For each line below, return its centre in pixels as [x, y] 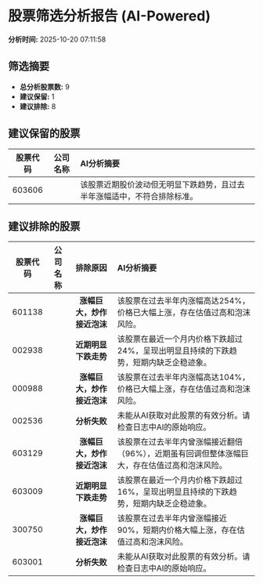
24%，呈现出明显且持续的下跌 [173, 351]
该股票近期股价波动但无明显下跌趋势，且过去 [162, 184]
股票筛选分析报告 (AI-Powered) [110, 16]
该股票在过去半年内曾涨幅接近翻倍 [180, 442]
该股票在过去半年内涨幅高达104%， [184, 377]
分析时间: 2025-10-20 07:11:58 [57, 39]
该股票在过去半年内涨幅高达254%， [184, 301]
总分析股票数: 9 [45, 86]
